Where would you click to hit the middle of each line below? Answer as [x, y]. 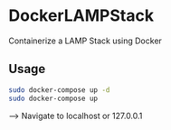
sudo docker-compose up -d [59, 90]
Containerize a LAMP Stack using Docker [85, 41]
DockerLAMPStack [81, 16]
